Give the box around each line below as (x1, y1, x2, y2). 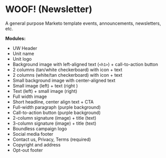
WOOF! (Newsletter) (5, 4, 93, 15)
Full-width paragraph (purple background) (12, 104, 101, 110)
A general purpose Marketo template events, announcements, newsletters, (5, 20, 161, 26)
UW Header (12, 45, 37, 51)
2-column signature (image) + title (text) (12, 115, 97, 121)
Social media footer (12, 131, 54, 137)
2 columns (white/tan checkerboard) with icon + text (12, 72, 122, 78)
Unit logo (12, 56, 32, 62)
